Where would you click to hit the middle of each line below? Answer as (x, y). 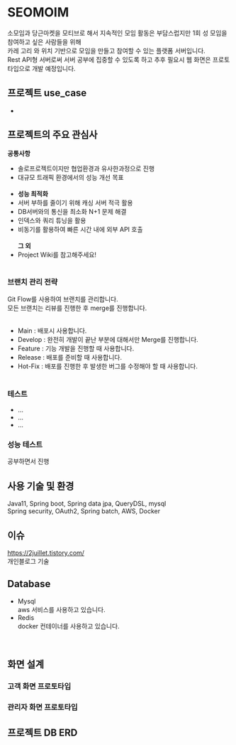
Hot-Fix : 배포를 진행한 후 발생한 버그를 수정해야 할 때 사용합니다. (108, 366)
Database (29, 584)
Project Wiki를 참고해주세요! (57, 254)
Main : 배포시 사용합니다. (52, 331)
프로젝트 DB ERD (43, 733)
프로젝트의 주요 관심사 (52, 135)
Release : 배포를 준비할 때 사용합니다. (70, 357)
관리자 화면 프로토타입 (43, 707)
